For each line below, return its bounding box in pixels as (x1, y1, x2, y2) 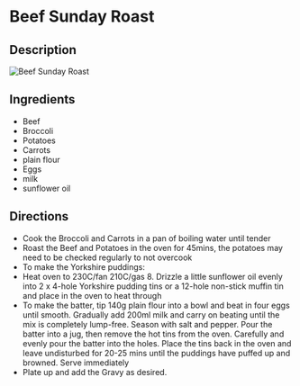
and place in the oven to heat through (22, 290, 162, 301)
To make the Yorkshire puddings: (22, 261, 146, 272)
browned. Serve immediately (22, 357, 130, 368)
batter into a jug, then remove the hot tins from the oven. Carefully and (22, 328, 285, 339)
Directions (9, 209, 69, 224)
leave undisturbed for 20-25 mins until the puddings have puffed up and (22, 347, 291, 358)
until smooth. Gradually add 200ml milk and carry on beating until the (22, 309, 280, 320)
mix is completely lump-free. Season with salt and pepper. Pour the (22, 319, 273, 329)
